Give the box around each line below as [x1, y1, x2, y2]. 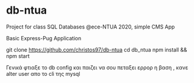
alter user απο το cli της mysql [6, 70, 80, 77]
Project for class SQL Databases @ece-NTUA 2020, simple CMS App [6, 23, 175, 30]
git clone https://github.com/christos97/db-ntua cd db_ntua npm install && [6, 46, 187, 53]
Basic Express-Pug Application [6, 34, 82, 41]
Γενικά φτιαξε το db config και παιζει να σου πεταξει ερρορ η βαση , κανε [6, 63, 188, 71]
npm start [6, 52, 30, 59]
